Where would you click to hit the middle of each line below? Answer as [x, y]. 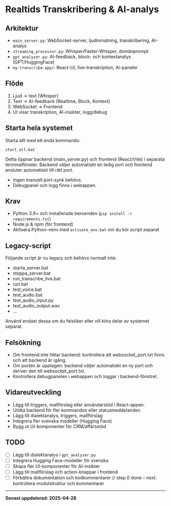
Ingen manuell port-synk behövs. [47, 180]
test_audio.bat [27, 295]
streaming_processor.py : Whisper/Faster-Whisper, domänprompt [80, 51]
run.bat [20, 284]
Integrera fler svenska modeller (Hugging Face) [62, 421]
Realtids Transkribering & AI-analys [82, 9]
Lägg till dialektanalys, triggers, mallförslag [58, 415]
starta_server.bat [30, 268]
